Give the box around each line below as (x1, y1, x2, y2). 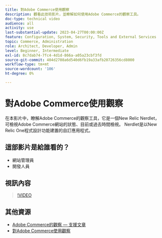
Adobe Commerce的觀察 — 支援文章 (12, 222, 86, 228)
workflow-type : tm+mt (5, 62, 49, 67)
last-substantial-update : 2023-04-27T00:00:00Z (5, 30, 104, 35)
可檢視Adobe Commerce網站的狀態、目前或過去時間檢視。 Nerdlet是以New (5, 121, 158, 127)
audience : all (5, 21, 34, 26)
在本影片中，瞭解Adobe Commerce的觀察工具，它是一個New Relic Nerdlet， (5, 115, 160, 121)
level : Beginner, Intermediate (5, 48, 69, 53)
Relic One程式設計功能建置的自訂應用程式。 (5, 127, 93, 133)
